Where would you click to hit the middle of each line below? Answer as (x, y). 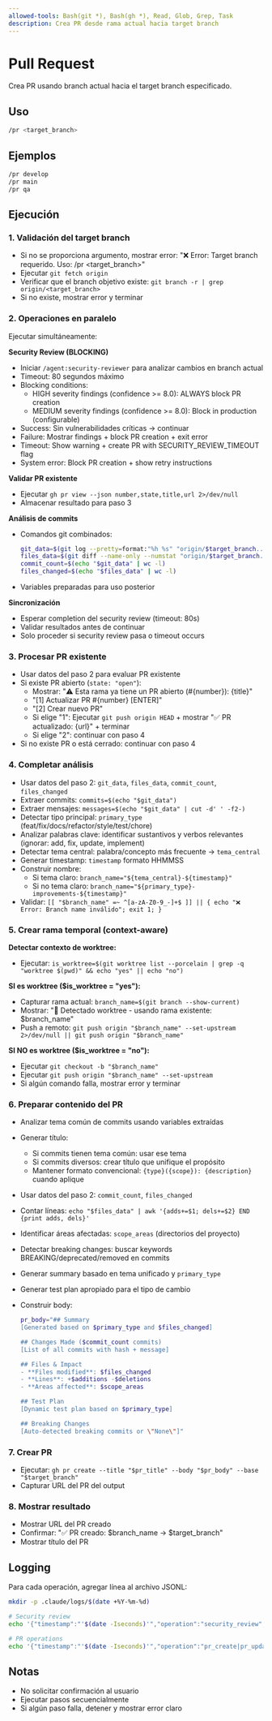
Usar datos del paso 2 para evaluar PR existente (100, 674)
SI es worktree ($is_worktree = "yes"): (74, 986)
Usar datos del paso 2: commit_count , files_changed (106, 1195)
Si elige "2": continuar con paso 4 (89, 735)
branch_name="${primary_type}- (143, 886)
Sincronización (34, 603)
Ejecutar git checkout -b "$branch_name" (89, 1066)
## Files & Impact (51, 1364)
